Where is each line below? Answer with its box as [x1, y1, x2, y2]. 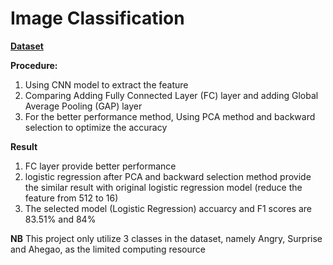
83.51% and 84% [24, 213, 97, 225]
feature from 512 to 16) [24, 192, 119, 204]
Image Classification [10, 7, 185, 30]
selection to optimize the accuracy [24, 121, 168, 133]
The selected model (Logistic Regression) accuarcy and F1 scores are [24, 202, 312, 214]
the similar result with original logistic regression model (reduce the [24, 181, 303, 193]
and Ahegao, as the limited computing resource [10, 243, 206, 255]
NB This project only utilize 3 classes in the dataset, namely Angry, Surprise [10, 232, 323, 244]
